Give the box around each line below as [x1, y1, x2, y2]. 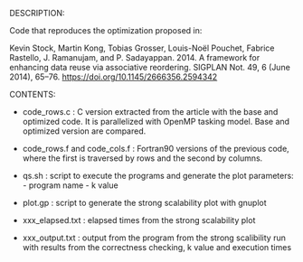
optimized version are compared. [22, 126, 147, 136]
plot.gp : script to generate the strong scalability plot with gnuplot [22, 198, 267, 208]
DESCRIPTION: [9, 8, 65, 18]
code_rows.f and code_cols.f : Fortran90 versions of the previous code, [22, 144, 289, 154]
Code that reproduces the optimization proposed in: [9, 25, 203, 35]
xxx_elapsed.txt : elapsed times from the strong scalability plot [22, 215, 256, 225]
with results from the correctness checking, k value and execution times [22, 242, 292, 252]
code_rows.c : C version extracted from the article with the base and [22, 107, 279, 117]
